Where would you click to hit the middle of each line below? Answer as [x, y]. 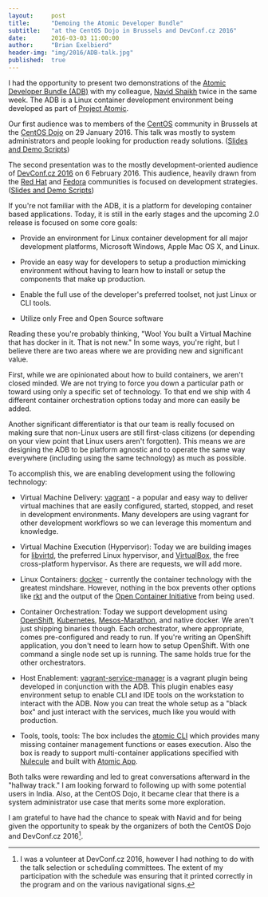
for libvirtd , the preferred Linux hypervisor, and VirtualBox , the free [129, 555]
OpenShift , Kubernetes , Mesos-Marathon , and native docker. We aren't [136, 620]
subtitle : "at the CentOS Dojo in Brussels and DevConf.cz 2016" [123, 30]
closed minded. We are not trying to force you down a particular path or [126, 383]
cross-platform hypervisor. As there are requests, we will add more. [131, 563]
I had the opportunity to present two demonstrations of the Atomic [117, 83]
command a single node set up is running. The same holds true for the [135, 654]
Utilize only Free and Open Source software [91, 318]
